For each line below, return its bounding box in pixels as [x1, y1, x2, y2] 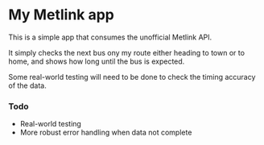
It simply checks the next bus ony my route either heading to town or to [8, 48, 245, 57]
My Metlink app [8, 6, 114, 24]
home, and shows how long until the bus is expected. [8, 56, 185, 66]
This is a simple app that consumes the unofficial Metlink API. [8, 32, 212, 42]
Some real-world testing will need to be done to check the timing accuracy [8, 72, 256, 81]
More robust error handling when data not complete [19, 127, 192, 138]
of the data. [8, 81, 47, 90]
